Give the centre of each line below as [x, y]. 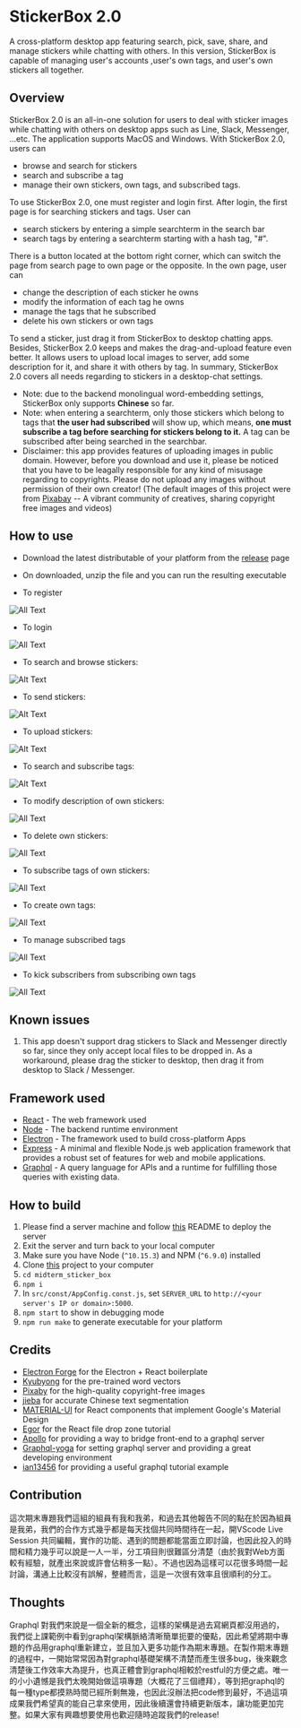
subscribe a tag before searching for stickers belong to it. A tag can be [156, 431]
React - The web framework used [84, 1120]
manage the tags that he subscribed [89, 311]
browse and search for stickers [79, 165]
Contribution [46, 1495]
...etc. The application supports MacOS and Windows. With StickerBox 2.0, [147, 138]
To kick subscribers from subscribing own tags [109, 974]
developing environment [67, 1457]
